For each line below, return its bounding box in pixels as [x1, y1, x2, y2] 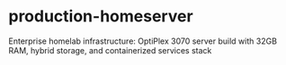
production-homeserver [8, 6, 194, 27]
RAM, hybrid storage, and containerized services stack [8, 45, 212, 55]
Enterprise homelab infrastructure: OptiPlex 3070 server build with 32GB [8, 36, 278, 46]
